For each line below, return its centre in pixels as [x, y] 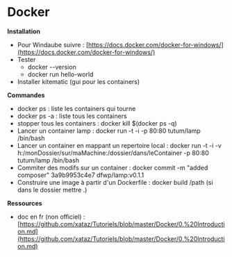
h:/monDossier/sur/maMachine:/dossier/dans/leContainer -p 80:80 [113, 153]
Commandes [26, 95]
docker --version [52, 67]
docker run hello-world [60, 74]
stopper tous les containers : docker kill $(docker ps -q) [97, 123]
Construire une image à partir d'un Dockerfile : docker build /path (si [115, 182]
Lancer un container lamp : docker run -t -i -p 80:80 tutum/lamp [109, 131]
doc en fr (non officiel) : [51, 217]
